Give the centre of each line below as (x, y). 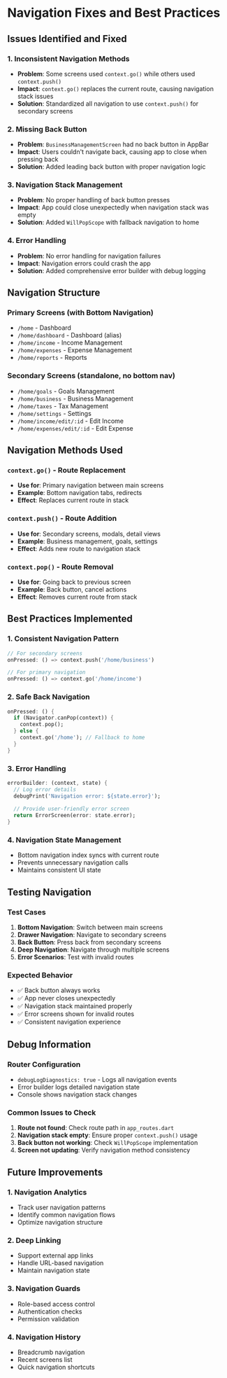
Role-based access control (56, 1304)
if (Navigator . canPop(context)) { (64, 718)
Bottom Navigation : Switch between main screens (90, 927)
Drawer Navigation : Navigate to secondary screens (92, 935)
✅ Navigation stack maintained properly (75, 1006)
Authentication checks (50, 1311)
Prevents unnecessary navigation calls (73, 863)
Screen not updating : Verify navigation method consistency (104, 1150)
